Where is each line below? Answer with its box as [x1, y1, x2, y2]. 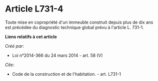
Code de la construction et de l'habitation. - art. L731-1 [12, 71, 121, 77]
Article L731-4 [5, 3, 63, 14]
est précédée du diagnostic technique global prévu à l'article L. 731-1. [5, 24, 144, 30]
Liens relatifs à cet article [5, 34, 57, 40]
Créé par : [5, 43, 24, 49]
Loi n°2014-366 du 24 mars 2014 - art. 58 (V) [12, 52, 103, 58]
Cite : [5, 62, 15, 67]
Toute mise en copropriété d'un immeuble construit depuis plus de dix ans [5, 19, 154, 25]
